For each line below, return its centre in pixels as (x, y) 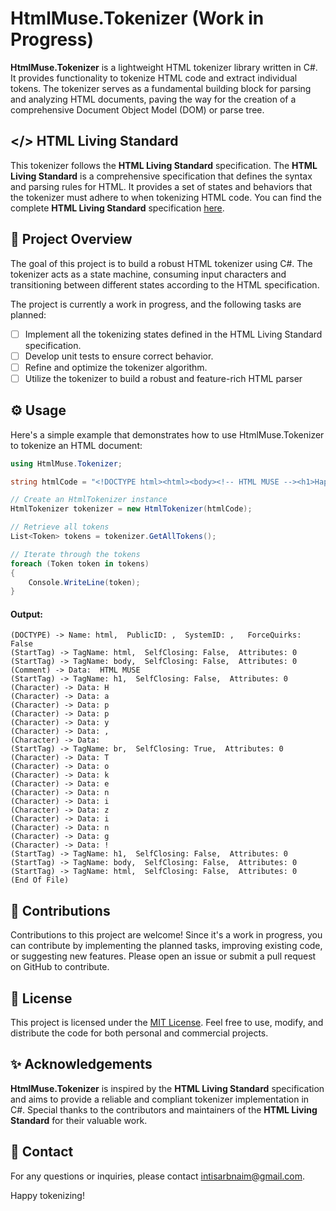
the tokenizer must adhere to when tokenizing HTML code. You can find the (166, 197)
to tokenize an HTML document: (76, 445)
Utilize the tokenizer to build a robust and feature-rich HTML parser (163, 378)
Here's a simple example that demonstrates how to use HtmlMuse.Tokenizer (167, 434)
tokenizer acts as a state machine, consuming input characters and (148, 274)
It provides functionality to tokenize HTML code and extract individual (154, 78)
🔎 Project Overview (71, 239)
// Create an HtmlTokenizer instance (89, 500)
